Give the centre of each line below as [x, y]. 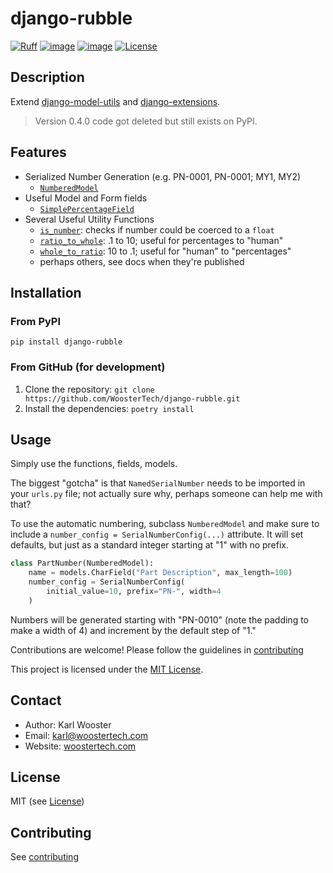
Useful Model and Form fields [86, 198]
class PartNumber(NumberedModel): [82, 563]
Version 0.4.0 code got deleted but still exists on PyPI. [146, 121]
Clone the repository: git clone [89, 389]
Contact [36, 700]
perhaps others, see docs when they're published [142, 261]
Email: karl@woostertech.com [86, 735]
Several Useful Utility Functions [89, 219]
